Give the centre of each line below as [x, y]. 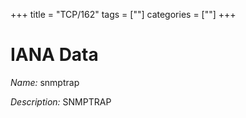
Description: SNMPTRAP [61, 101]
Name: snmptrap [45, 82]
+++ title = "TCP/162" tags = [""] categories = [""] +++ [123, 14]
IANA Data [54, 55]
